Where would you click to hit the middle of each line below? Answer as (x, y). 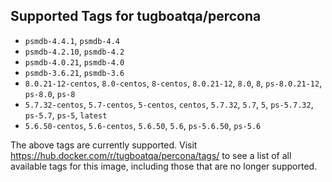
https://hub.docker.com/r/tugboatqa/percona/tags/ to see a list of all (151, 155)
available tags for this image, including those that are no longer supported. (164, 166)
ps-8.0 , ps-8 (50, 93)
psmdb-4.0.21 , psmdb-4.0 (74, 61)
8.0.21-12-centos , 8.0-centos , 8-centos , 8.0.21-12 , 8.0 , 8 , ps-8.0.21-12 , (173, 83)
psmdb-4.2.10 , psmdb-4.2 (74, 51)
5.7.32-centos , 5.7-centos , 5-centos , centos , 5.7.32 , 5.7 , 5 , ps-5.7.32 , (169, 104)
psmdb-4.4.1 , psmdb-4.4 (72, 40)
